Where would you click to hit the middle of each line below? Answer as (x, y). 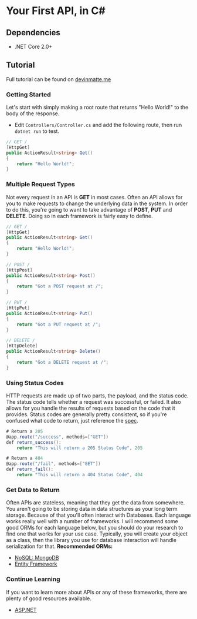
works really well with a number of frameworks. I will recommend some (92, 521)
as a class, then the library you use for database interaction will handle (91, 540)
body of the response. (33, 113)
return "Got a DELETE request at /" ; (63, 362)
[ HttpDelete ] (22, 346)
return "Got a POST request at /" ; (60, 286)
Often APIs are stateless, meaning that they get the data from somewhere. (96, 503)
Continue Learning (33, 579)
